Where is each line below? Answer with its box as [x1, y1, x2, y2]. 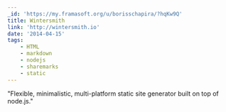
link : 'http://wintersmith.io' [7, 23, 100, 30]
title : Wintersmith [7, 17, 65, 24]
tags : [7, 37, 23, 44]
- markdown [20, 50, 53, 57]
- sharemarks [20, 63, 59, 70]
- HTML [20, 43, 40, 50]
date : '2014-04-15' [7, 30, 65, 38]
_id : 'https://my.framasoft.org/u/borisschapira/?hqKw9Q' [7, 10, 183, 18]
